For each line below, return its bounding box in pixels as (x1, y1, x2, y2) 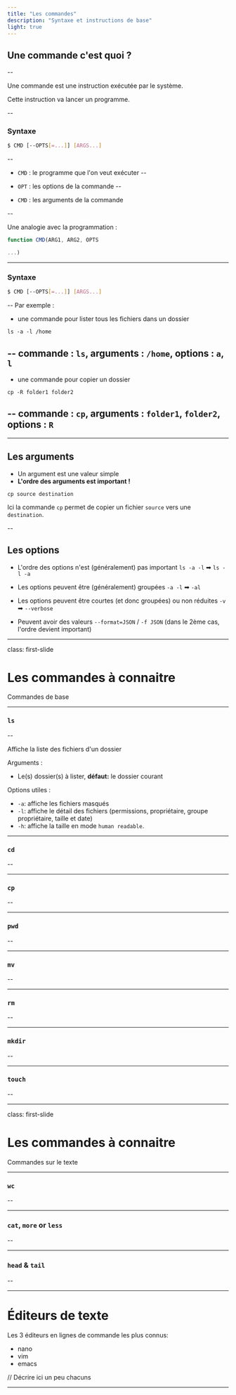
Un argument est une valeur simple (17, 469, 119, 478)
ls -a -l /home (7, 328, 52, 336)
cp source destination (7, 490, 74, 497)
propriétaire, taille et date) (17, 814, 93, 823)
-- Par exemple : (7, 301, 55, 310)
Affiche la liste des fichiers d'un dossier (7, 745, 122, 753)
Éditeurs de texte (7, 1307, 109, 1323)
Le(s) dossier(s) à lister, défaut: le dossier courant (17, 772, 164, 780)
